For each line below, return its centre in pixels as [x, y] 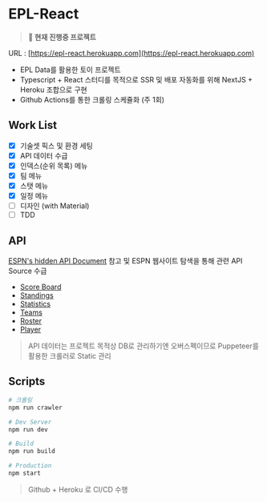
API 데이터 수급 [44, 155]
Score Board [40, 287]
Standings [36, 295]
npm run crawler [35, 408]
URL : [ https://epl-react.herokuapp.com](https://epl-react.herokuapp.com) [131, 53]
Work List [33, 125]
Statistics [35, 304]
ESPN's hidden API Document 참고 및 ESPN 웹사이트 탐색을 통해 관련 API [125, 261]
